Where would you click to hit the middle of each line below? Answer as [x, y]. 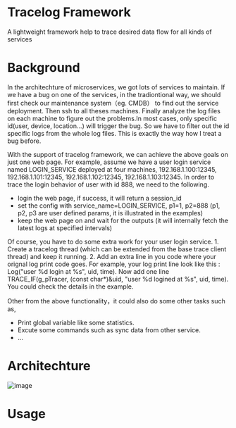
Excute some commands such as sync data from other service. [109, 330]
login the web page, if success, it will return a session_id [99, 198]
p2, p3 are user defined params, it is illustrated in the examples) [110, 213]
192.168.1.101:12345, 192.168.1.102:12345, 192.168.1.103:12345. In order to [111, 177]
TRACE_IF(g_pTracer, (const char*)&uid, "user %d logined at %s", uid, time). [118, 279]
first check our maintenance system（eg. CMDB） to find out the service [113, 103]
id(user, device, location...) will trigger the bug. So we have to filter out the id [118, 126]
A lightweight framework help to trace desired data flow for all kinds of [110, 32]
